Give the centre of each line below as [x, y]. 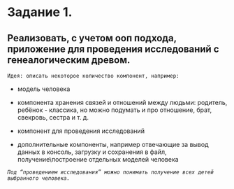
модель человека [44, 89]
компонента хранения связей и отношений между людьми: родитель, [122, 103]
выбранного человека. [39, 178]
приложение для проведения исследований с [113, 49]
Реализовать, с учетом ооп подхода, [92, 38]
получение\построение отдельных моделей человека [98, 159]
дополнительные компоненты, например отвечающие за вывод [113, 145]
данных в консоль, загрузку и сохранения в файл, [92, 152]
